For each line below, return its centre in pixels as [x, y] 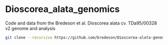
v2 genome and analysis [30, 28]
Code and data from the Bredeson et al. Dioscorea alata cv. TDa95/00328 [81, 23]
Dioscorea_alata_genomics [62, 9]
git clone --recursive [29, 37]
